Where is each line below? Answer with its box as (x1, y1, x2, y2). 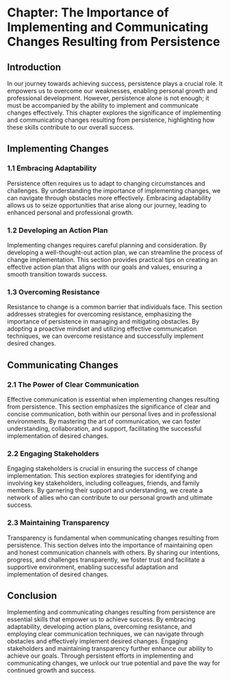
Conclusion (7, 590, 57, 601)
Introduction (7, 61, 62, 73)
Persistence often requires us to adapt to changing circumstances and (7, 179, 205, 187)
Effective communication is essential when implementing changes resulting (7, 395, 220, 403)
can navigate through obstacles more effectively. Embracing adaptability (7, 193, 212, 202)
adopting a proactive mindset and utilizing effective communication (7, 324, 197, 333)
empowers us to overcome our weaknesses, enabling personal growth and (7, 87, 218, 95)
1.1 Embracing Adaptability (7, 163, 97, 173)
